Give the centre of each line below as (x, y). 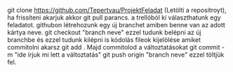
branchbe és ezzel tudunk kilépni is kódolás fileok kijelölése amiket (104, 40)
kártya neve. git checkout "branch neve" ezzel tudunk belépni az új (104, 32)
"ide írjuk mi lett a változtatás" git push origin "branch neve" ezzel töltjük (119, 55)
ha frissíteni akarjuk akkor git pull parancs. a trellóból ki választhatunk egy (114, 17)
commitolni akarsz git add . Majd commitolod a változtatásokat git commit (114, 47)
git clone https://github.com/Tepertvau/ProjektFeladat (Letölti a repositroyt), (117, 10)
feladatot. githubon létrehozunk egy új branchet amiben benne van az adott (116, 25)
